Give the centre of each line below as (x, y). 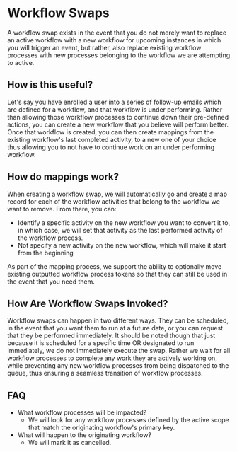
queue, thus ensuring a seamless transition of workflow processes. (105, 373)
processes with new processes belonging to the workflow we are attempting (119, 55)
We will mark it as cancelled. (70, 443)
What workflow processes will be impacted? (82, 412)
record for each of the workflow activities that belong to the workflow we (114, 201)
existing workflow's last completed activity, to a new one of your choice (112, 139)
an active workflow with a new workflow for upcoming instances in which (114, 40)
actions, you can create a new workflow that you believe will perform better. (118, 124)
